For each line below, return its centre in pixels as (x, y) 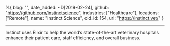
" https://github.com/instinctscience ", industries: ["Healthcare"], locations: (82, 13)
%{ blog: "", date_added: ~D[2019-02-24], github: (57, 7)
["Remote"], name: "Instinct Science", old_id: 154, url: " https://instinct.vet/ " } (85, 18)
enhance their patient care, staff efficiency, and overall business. (73, 38)
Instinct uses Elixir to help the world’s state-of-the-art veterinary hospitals (82, 33)
